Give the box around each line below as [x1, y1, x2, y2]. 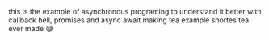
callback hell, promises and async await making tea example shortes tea [8, 15, 250, 25]
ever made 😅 [8, 24, 54, 33]
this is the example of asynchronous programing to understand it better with [8, 7, 262, 16]
